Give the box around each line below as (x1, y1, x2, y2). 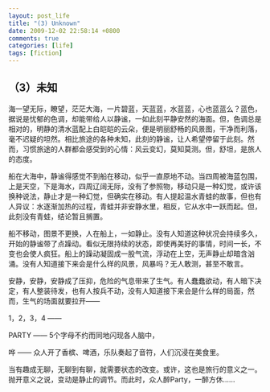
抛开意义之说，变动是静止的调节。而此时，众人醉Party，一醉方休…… (8, 374, 235, 384)
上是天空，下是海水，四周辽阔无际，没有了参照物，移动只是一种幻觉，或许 (8, 181, 255, 191)
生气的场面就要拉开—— (22, 295, 100, 306)
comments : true (8, 34, 59, 43)
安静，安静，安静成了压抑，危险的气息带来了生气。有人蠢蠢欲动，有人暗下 (8, 275, 255, 286)
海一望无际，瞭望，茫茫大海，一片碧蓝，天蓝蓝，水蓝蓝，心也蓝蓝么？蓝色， (8, 104, 262, 113)
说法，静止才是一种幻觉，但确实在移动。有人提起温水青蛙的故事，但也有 (22, 191, 262, 201)
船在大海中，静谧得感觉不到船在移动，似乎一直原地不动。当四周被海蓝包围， (8, 171, 262, 181)
